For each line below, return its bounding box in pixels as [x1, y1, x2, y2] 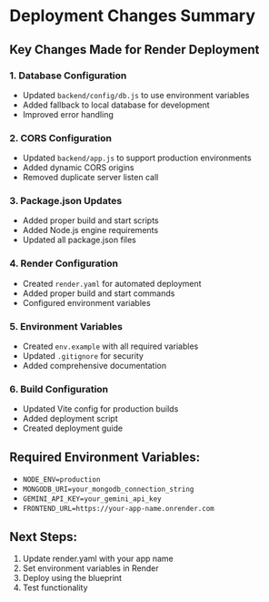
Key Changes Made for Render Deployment [9, 42, 260, 57]
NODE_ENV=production [22, 475, 101, 485]
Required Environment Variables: [9, 449, 201, 464]
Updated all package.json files [22, 234, 136, 246]
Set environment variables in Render [22, 562, 159, 574]
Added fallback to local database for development [22, 99, 211, 110]
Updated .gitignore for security [22, 351, 144, 362]
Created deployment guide [22, 423, 124, 434]
